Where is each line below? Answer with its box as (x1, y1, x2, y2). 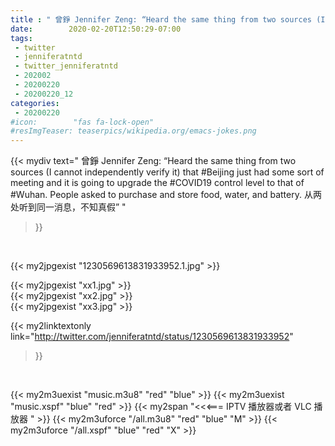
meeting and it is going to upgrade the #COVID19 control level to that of (10, 177, 305, 189)
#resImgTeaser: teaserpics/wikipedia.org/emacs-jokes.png (10, 126, 257, 136)
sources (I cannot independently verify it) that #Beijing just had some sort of (10, 166, 325, 178)
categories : (10, 98, 60, 108)
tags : (10, 33, 33, 43)
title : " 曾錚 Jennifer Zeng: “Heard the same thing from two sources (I (10, 14, 326, 25)
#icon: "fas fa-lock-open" (10, 117, 155, 127)
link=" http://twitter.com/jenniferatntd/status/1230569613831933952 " (10, 331, 294, 343)
